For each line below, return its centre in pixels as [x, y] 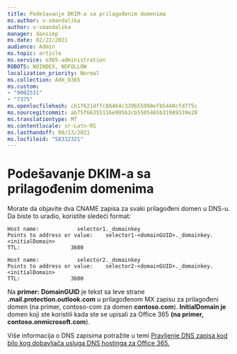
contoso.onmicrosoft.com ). [49, 322]
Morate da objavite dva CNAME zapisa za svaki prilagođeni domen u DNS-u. [119, 209]
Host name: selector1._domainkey [74, 229]
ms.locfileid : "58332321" [45, 139]
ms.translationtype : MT [42, 119]
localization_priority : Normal [53, 73]
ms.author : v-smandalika [44, 21]
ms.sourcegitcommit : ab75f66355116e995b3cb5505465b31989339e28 [103, 113]
